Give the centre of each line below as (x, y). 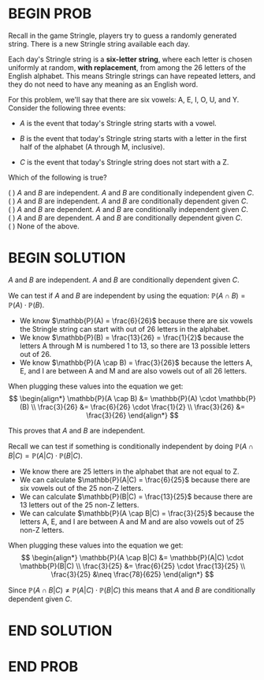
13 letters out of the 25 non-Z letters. (79, 504)
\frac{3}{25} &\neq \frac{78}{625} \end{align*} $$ (132, 574)
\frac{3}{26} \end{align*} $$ (132, 415)
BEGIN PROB (50, 14)
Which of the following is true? (58, 177)
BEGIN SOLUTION (67, 258)
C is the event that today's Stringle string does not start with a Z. (124, 162)
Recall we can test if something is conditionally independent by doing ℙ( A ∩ (131, 446)
